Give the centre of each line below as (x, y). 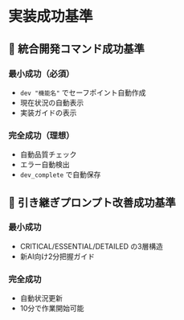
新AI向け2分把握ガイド (57, 256)
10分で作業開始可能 (52, 308)
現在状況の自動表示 (52, 102)
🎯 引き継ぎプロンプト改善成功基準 (92, 202)
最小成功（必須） (41, 73)
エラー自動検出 (45, 165)
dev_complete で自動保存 (60, 174)
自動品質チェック (48, 154)
